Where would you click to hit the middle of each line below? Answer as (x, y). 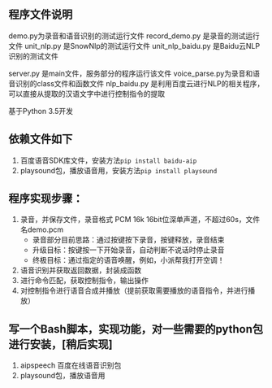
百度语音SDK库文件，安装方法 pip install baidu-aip (108, 160)
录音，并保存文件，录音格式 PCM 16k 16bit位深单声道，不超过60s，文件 (140, 220)
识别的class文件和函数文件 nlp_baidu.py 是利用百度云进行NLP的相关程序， (140, 83)
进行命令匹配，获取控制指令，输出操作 (84, 281)
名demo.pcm (42, 229)
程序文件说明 (41, 15)
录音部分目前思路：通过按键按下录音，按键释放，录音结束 (128, 240)
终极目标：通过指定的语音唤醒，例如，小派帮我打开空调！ (128, 260)
